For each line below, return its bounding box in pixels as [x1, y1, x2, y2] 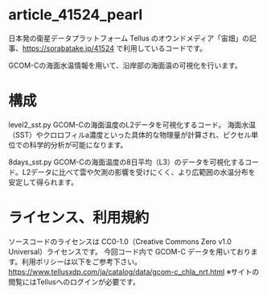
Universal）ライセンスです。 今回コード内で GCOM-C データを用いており [8, 246, 251, 256]
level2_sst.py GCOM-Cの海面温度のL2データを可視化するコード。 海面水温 [8, 119, 256, 130]
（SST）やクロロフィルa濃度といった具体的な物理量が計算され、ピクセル [8, 130, 252, 139]
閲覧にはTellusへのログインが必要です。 [8, 276, 141, 287]
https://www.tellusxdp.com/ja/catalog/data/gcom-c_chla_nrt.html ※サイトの [8, 267, 260, 276]
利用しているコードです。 [123, 43, 207, 53]
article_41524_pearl [8, 6, 143, 24]
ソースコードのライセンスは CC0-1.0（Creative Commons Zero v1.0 [8, 236, 232, 246]
